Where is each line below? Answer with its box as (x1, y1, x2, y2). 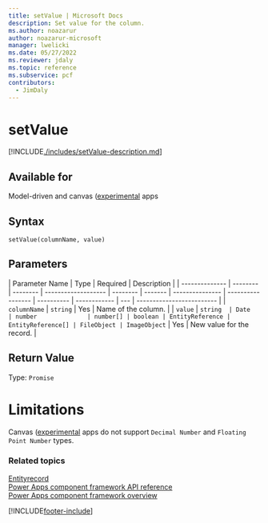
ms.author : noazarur (8, 26, 78, 34)
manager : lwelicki (8, 42, 70, 50)
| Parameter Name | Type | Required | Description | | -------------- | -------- (8, 278, 258, 288)
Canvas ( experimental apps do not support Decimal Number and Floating (8, 427, 246, 437)
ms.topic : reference (8, 64, 78, 72)
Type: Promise (8, 373, 54, 382)
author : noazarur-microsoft (8, 34, 102, 42)
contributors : (8, 78, 56, 86)
